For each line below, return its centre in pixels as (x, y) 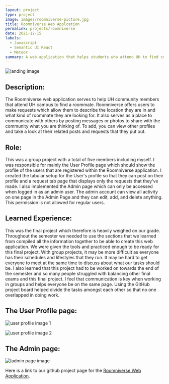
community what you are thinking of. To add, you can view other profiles (80, 126)
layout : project (22, 10)
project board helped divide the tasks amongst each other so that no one (81, 290)
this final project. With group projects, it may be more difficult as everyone (82, 252)
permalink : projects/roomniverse (40, 29)
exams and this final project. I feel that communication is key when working (83, 279)
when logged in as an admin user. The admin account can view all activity (82, 192)
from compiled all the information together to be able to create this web (79, 241)
